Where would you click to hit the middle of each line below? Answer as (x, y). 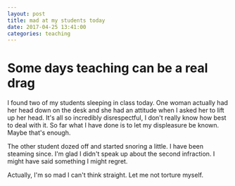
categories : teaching (39, 33)
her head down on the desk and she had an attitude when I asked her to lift (116, 111)
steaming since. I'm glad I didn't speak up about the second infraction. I (111, 154)
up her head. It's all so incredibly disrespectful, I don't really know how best (117, 118)
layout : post (26, 14)
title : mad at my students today (56, 20)
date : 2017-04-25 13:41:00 (47, 27)
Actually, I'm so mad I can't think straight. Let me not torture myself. (106, 175)
